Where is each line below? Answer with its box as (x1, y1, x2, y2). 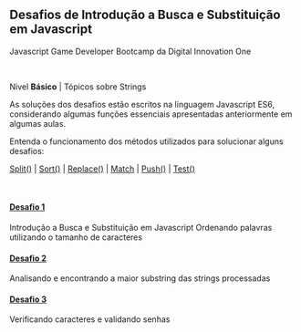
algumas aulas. (9, 118, 67, 129)
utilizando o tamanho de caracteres (9, 232, 143, 243)
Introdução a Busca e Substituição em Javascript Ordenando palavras (9, 223, 273, 233)
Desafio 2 (9, 253, 47, 264)
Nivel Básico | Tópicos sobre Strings (9, 81, 147, 92)
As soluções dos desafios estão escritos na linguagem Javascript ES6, (9, 99, 275, 109)
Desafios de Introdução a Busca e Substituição (9, 7, 281, 23)
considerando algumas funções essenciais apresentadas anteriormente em (9, 109, 293, 119)
